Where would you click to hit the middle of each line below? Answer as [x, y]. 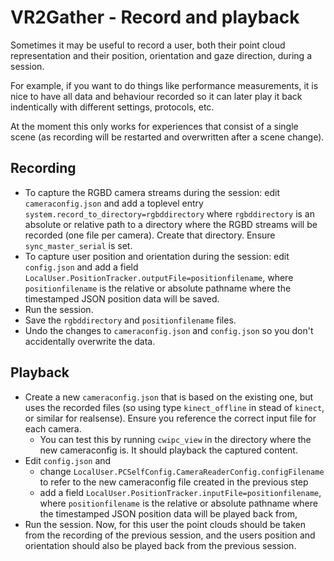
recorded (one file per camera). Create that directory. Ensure [150, 235]
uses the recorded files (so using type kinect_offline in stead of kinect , [174, 407]
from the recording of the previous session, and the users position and [170, 535]
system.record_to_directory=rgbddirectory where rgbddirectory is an [170, 213]
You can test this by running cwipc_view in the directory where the [175, 439]
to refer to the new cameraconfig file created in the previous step [174, 482]
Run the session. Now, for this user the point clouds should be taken [165, 524]
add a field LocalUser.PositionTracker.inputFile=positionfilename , [180, 492]
